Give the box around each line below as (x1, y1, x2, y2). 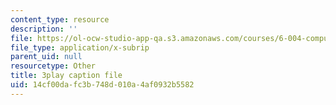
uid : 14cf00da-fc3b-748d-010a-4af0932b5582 (10, 80, 195, 90)
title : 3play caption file (10, 71, 123, 81)
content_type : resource (10, 14, 110, 25)
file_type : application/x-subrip (10, 42, 150, 53)
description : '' (10, 24, 78, 34)
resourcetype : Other (10, 61, 97, 71)
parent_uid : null (10, 52, 83, 62)
